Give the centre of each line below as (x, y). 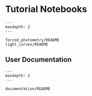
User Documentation (38, 60)
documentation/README (28, 88)
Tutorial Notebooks (46, 9)
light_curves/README (27, 44)
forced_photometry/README (32, 40)
